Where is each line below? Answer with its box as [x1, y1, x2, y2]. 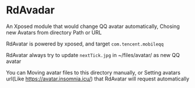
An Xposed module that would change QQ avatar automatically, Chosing [6, 23, 180, 30]
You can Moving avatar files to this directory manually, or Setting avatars [6, 69, 181, 76]
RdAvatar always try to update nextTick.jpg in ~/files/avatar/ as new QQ [6, 51, 180, 58]
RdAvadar [6, 3, 55, 17]
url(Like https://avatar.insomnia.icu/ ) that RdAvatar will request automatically [6, 75, 190, 82]
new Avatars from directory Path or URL [6, 29, 102, 36]
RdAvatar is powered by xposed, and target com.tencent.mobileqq [6, 40, 164, 47]
